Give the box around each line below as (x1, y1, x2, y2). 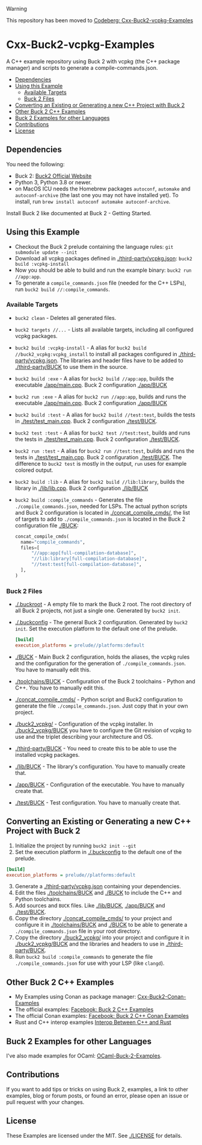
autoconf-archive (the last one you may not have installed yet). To (14, 191, 179, 198)
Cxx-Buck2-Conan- (137, 993, 186, 1000)
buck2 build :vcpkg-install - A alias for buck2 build (14, 343, 147, 351)
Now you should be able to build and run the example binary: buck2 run (14, 266, 192, 274)
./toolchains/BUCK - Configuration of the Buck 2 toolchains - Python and (14, 677, 195, 685)
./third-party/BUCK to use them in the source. (14, 363, 128, 370)
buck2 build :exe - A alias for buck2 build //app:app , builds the (14, 375, 174, 382)
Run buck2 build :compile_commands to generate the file (14, 953, 153, 961)
